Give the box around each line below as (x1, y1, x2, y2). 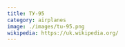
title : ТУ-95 (7, 10, 45, 17)
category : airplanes (7, 17, 67, 23)
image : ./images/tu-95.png (7, 23, 85, 30)
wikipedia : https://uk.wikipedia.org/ (7, 29, 119, 37)
